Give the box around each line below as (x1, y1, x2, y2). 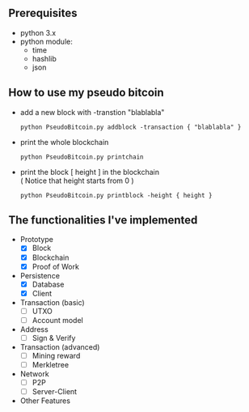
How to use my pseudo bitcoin (8, 86, 164, 100)
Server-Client (32, 387, 78, 397)
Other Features (19, 396, 71, 406)
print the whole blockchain (19, 137, 109, 147)
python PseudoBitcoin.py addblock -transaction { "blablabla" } (19, 123, 242, 131)
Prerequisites (8, 6, 78, 20)
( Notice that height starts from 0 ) (19, 176, 135, 185)
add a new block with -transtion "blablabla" (19, 107, 165, 117)
